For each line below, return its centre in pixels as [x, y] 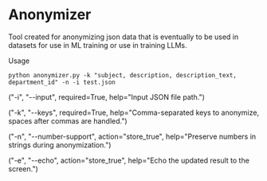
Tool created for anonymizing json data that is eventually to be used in [124, 37]
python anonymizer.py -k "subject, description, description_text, [123, 75]
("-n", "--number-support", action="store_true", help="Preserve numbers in [132, 136]
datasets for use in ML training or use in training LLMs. [98, 45]
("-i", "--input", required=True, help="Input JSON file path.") [107, 96]
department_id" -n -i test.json [62, 82]
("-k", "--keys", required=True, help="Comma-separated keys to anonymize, [134, 112]
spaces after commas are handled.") [68, 120]
